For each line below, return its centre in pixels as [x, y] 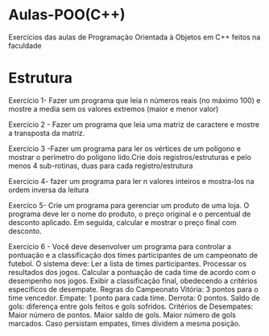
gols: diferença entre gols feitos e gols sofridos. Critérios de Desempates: [131, 306]
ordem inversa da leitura [49, 190]
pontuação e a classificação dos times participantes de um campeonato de [133, 255]
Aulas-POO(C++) [67, 15]
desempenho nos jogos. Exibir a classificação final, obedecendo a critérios [133, 281]
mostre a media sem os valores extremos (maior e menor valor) [114, 109]
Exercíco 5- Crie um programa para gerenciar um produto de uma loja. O [129, 205]
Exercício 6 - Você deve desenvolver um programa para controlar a [120, 246]
